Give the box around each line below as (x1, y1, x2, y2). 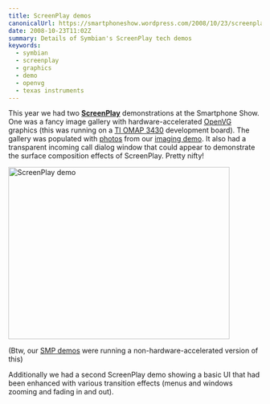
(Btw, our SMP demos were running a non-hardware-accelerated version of (8, 346, 259, 356)
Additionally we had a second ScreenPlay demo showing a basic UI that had (8, 370, 260, 380)
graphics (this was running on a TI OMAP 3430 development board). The (8, 125, 250, 135)
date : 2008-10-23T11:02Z (8, 27, 92, 35)
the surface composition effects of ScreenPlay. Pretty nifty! (8, 151, 205, 161)
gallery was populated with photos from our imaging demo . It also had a (8, 134, 247, 144)
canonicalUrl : (8, 19, 56, 27)
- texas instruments (15, 86, 84, 95)
